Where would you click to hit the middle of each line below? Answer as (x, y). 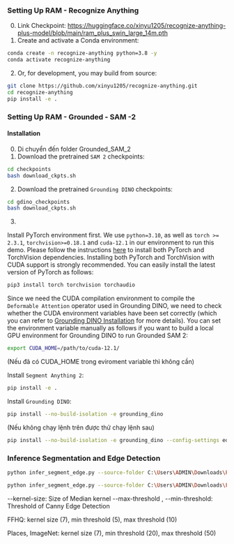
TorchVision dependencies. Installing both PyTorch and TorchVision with (111, 258)
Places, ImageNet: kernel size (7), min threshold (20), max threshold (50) (112, 533)
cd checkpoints (29, 169)
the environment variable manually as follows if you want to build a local (110, 328)
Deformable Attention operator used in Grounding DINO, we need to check (115, 306)
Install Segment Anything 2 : (46, 375)
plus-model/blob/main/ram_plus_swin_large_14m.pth (93, 33)
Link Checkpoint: (41, 26)
